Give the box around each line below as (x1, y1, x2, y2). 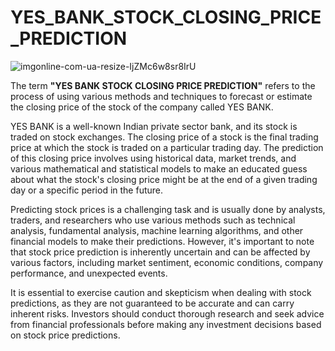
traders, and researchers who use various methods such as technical (10, 214, 296, 226)
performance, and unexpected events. (10, 267, 168, 279)
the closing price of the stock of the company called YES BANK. (10, 101, 274, 113)
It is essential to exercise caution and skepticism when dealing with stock (10, 286, 312, 298)
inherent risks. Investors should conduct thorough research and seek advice (10, 307, 325, 320)
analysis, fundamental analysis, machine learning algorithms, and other (10, 224, 304, 236)
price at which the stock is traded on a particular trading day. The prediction (10, 141, 324, 153)
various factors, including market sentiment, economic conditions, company (10, 256, 324, 268)
